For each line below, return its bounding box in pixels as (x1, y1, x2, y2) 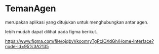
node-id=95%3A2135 (5, 43, 49, 49)
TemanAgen (5, 3, 56, 14)
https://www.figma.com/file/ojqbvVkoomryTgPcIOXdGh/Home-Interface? (5, 38, 154, 44)
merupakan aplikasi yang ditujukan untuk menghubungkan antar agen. (5, 19, 149, 25)
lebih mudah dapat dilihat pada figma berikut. (5, 28, 98, 34)
